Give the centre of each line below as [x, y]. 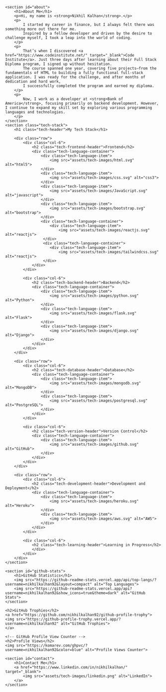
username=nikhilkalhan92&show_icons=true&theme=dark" [62, 593]
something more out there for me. [41, 29]
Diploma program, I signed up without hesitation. [59, 64]
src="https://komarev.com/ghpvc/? [52, 646]
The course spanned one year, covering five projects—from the [90, 68]
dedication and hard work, [33, 81]
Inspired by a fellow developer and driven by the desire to [88, 33]
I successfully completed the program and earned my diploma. [89, 86]
